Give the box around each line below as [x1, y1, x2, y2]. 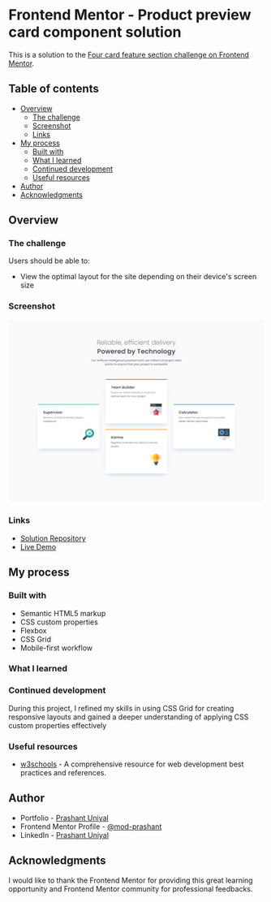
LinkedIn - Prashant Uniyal [19, 830, 110, 839]
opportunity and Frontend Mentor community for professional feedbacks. [8, 883, 253, 894]
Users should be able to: [8, 256, 91, 265]
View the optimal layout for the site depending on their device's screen [19, 272, 257, 282]
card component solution [8, 23, 182, 41]
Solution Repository [19, 533, 87, 543]
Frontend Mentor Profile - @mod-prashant [19, 822, 162, 831]
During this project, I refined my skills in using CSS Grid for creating [8, 703, 234, 713]
